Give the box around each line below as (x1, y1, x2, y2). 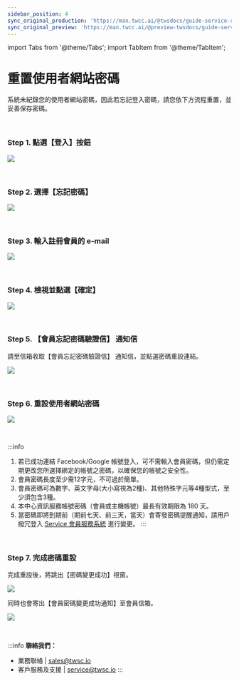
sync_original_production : (7, 17, 87, 24)
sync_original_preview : (7, 24, 78, 31)
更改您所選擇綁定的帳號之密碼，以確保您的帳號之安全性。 (23, 466, 193, 475)
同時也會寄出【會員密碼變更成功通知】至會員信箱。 (7, 599, 157, 608)
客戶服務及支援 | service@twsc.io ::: (17, 665, 123, 674)
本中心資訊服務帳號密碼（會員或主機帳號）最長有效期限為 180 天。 (17, 502, 213, 511)
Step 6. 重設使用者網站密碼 (7, 399, 100, 409)
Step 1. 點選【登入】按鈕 (7, 138, 91, 148)
